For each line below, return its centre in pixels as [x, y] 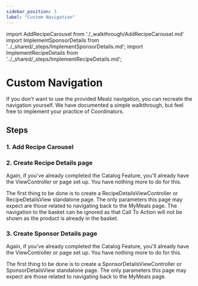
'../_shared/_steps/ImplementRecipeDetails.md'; [64, 59]
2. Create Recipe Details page [49, 163]
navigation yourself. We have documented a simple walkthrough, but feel [95, 105]
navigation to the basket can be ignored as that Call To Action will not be [94, 212]
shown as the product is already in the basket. [62, 218]
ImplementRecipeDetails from [42, 52]
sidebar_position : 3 [32, 11]
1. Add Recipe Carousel [40, 147]
